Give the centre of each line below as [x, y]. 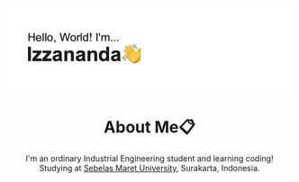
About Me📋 [149, 127]
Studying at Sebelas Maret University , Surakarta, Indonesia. [149, 168]
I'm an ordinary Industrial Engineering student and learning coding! [149, 159]
